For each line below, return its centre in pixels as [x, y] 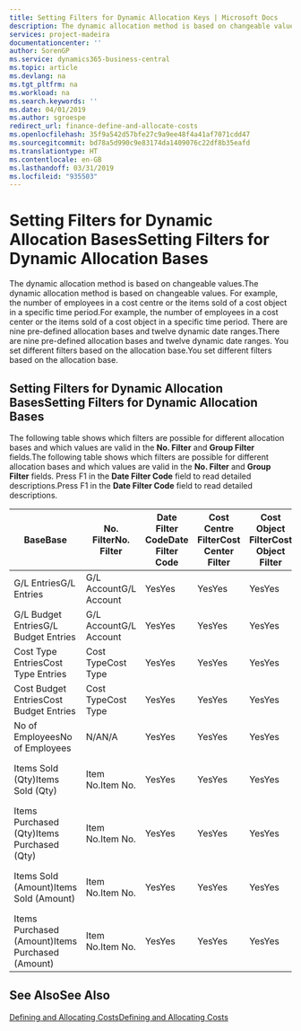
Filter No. [111, 540]
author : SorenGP [39, 51]
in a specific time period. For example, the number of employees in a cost [144, 313]
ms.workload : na [39, 93]
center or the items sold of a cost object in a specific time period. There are [149, 322]
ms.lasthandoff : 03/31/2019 [62, 168]
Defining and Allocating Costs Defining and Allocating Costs [119, 1017]
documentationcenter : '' [56, 43]
